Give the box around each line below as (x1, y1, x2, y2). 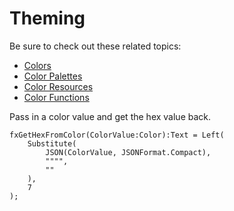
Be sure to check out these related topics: (9, 40, 182, 52)
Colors (23, 59, 52, 71)
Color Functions (23, 91, 90, 103)
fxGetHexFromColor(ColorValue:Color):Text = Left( (9, 130, 225, 140)
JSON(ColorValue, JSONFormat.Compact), (45, 147, 212, 157)
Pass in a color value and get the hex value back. (9, 110, 212, 122)
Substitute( (27, 138, 77, 149)
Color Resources (23, 80, 94, 92)
